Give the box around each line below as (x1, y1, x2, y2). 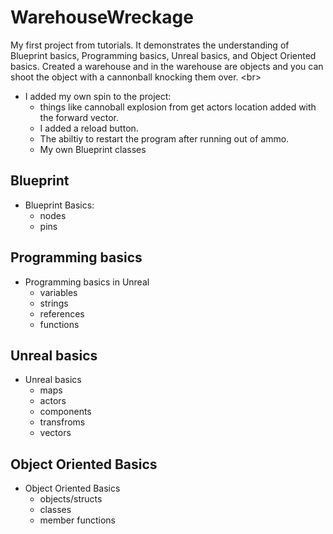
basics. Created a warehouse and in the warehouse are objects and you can (10, 60, 324, 72)
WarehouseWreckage (10, 6, 194, 29)
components (39, 406, 92, 418)
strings (39, 297, 69, 309)
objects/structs (39, 493, 103, 505)
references (39, 307, 85, 320)
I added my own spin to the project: (24, 90, 172, 102)
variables (39, 286, 78, 298)
